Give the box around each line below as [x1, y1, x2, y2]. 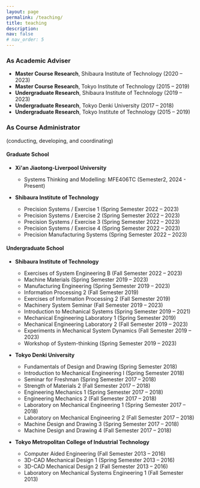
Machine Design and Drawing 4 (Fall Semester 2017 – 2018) [23, 427, 172, 434]
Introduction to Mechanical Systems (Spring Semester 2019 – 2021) [23, 308, 191, 315]
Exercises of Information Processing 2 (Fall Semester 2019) [23, 295, 171, 302]
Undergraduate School [6, 244, 64, 252]
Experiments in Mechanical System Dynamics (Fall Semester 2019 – [23, 327, 192, 334]
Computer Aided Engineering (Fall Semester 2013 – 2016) [23, 450, 166, 457]
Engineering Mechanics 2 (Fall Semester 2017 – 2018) [23, 395, 157, 402]
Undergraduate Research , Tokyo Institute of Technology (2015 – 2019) [14, 109, 190, 116]
